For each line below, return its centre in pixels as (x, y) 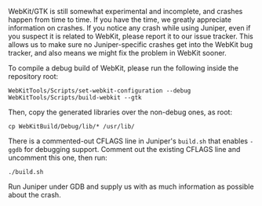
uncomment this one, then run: (58, 157)
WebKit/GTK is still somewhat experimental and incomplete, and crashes (126, 11)
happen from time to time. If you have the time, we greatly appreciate (120, 20)
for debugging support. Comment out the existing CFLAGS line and (132, 149)
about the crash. (35, 195)
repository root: (33, 76)
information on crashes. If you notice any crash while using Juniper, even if (129, 28)
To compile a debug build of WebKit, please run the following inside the (124, 68)
